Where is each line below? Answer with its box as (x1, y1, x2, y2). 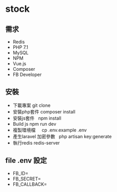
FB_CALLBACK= (12, 181, 47, 187)
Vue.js (12, 61, 27, 67)
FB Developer (12, 71, 42, 78)
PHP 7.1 (12, 44, 28, 50)
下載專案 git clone (12, 102, 51, 108)
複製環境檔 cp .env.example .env (12, 127, 87, 133)
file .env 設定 (5, 156, 47, 165)
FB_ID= (12, 170, 29, 176)
